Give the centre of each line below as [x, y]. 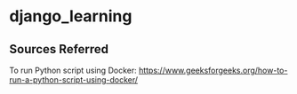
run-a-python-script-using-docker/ [74, 80]
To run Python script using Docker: [73, 70]
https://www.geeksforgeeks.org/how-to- [213, 70]
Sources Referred [59, 49]
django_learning [71, 16]
